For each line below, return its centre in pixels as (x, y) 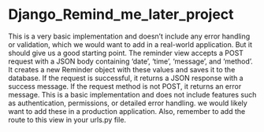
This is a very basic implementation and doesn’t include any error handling (129, 36)
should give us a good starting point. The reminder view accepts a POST (126, 53)
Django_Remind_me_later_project (121, 15)
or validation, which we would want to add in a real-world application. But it (130, 44)
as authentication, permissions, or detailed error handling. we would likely (128, 103)
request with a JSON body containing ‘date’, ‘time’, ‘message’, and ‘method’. (131, 61)
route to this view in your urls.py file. (67, 119)
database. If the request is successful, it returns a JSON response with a (126, 78)
